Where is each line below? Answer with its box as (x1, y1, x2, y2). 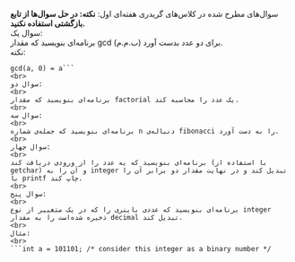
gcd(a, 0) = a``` (10, 64, 75, 73)
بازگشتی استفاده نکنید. (10, 18, 86, 29)
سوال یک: (10, 28, 43, 38)
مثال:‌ (10, 229, 30, 238)
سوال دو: (10, 80, 43, 89)
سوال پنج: (10, 189, 48, 198)
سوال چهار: (10, 143, 51, 152)
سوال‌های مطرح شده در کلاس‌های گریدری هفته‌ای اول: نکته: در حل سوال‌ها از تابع (10, 9, 279, 19)
